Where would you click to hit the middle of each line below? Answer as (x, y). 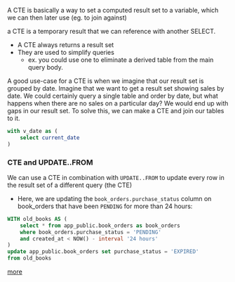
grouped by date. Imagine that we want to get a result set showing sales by (116, 88)
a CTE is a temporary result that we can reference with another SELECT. (112, 31)
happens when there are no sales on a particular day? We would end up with (118, 103)
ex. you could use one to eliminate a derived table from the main (121, 60)
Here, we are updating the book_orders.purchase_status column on (114, 198)
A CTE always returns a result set (66, 45)
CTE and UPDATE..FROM (50, 162)
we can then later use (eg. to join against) (67, 18)
